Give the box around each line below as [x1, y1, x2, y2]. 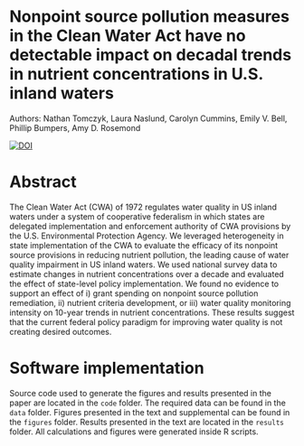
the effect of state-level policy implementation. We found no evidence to [9, 278, 279, 289]
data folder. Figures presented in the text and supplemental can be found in [9, 406, 290, 417]
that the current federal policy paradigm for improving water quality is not [9, 316, 283, 327]
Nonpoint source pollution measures [9, 6, 290, 27]
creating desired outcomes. [9, 326, 112, 337]
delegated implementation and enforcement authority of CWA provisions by [9, 220, 291, 231]
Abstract [9, 172, 77, 192]
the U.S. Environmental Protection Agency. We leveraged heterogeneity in [9, 230, 285, 241]
